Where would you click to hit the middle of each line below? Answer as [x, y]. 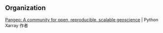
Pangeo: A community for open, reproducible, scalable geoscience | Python [82, 19]
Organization [25, 8]
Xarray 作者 [17, 25]
